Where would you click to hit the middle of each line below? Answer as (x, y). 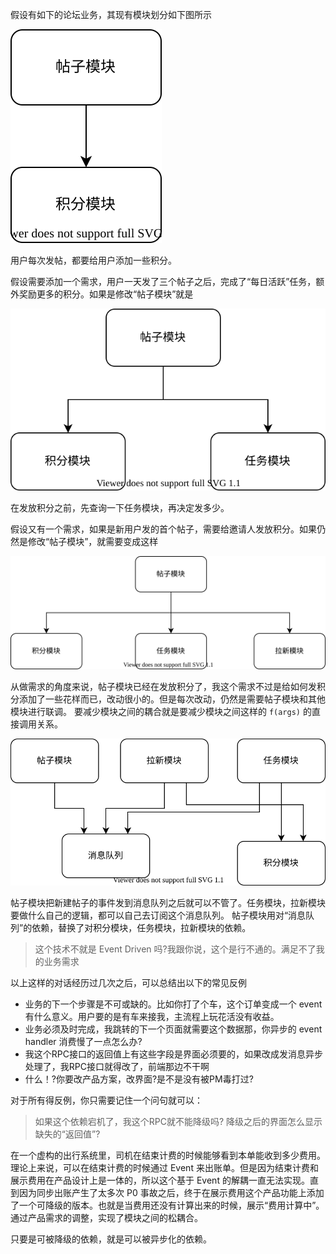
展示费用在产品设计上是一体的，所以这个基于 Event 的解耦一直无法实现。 (160, 1180)
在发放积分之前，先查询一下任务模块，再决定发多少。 (120, 507)
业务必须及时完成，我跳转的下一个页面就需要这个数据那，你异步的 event (173, 1029)
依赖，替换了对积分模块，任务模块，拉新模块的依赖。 (141, 927)
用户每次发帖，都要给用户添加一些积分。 (93, 260)
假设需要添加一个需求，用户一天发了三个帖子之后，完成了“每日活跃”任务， (163, 281)
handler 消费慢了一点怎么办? (83, 1041)
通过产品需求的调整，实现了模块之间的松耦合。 (106, 1217)
